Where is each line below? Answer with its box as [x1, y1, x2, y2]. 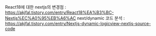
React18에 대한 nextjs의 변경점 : [5, 4, 66, 10]
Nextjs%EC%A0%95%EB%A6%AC [5, 15, 76, 21]
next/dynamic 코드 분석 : [77, 15, 125, 21]
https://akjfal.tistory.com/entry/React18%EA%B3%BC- [5, 10, 114, 15]
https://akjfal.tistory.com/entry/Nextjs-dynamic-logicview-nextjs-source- [5, 21, 151, 26]
